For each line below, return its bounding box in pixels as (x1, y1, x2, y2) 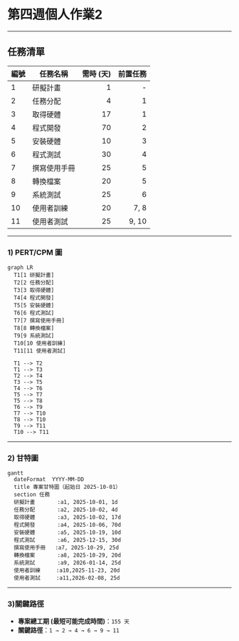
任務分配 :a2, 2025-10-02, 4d (14, 506, 119, 514)
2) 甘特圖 (7, 453, 39, 463)
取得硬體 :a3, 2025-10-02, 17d (14, 514, 122, 521)
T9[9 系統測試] (14, 333, 55, 340)
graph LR (7, 264, 33, 271)
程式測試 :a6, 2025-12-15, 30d (14, 537, 122, 544)
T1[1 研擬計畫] (14, 272, 55, 279)
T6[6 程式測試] (14, 310, 55, 317)
